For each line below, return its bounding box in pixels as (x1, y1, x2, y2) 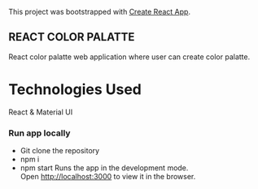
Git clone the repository (20, 146, 100, 156)
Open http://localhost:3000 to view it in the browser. (20, 172, 196, 182)
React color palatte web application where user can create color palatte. (8, 52, 251, 62)
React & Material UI (8, 107, 73, 117)
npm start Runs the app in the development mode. (20, 163, 189, 173)
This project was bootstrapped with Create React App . (8, 7, 191, 16)
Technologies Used (8, 80, 142, 98)
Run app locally (8, 127, 71, 139)
